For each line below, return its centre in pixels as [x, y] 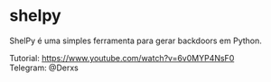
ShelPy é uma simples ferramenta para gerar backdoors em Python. [135, 41]
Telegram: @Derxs [44, 68]
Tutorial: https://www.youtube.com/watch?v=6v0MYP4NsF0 [122, 58]
